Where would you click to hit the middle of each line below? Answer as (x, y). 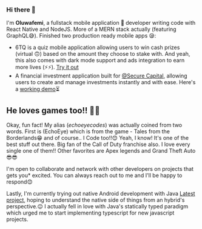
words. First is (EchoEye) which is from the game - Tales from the (88, 131)
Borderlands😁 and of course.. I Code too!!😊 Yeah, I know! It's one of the (98, 138)
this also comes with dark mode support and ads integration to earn (100, 61)
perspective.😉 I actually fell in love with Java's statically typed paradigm (97, 207)
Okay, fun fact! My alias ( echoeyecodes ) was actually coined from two (94, 125)
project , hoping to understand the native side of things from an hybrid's (96, 200)
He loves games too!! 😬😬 (53, 111)
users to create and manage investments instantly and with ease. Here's (105, 82)
